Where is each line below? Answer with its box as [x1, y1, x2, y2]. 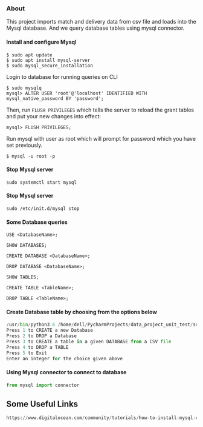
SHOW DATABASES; [6, 243, 47, 249]
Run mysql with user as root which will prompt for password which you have [6, 135, 196, 142]
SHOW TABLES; [6, 274, 39, 280]
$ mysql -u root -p [6, 153, 56, 159]
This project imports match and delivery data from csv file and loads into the [6, 18, 196, 25]
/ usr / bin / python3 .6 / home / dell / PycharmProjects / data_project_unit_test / [6, 321, 193, 328]
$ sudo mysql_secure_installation [6, 62, 94, 69]
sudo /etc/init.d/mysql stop [6, 205, 80, 212]
